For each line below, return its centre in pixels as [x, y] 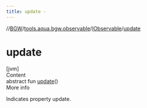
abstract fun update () [32, 81]
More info [18, 87]
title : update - [26, 12]
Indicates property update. [39, 99]
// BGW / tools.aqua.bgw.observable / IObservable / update [73, 28]
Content [16, 75]
